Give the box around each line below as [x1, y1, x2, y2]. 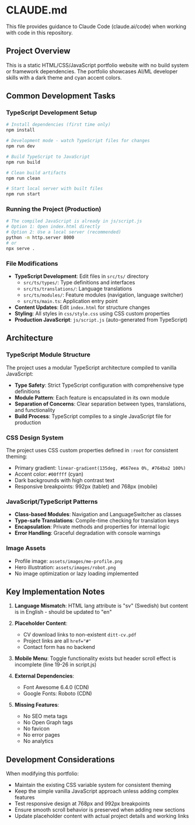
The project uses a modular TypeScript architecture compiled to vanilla [6, 364, 177, 371]
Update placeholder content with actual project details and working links [14, 813, 189, 820]
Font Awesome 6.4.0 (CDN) [23, 684, 89, 691]
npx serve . [6, 245, 35, 252]
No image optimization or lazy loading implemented [14, 570, 139, 577]
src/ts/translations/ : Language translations [23, 285, 133, 293]
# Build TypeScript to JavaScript [6, 153, 90, 160]
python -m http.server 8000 [6, 235, 75, 240]
